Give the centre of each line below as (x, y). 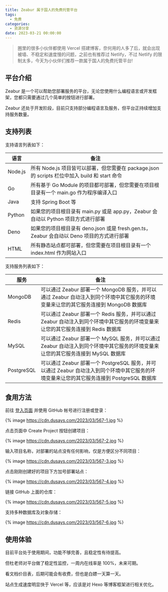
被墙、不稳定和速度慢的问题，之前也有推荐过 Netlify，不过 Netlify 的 (87, 54)
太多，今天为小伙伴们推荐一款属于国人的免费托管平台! (77, 61)
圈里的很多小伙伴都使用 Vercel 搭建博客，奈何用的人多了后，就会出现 (89, 48)
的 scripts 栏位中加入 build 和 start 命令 (76, 175)
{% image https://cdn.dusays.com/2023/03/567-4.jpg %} (64, 482)
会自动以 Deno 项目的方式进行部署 (89, 235)
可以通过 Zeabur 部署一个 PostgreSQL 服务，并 (96, 363)
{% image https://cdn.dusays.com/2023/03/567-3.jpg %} (64, 461)
